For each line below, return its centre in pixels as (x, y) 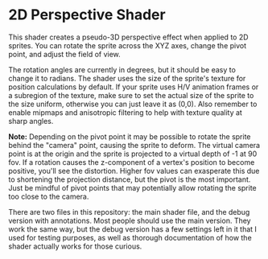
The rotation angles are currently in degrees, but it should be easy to (122, 69)
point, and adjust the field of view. (64, 54)
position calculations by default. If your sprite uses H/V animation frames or (134, 87)
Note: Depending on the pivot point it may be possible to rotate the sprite (130, 136)
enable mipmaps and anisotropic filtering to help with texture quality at (126, 112)
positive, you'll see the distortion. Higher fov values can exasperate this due (134, 171)
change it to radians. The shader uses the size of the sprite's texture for (127, 78)
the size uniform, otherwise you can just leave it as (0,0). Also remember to (133, 104)
